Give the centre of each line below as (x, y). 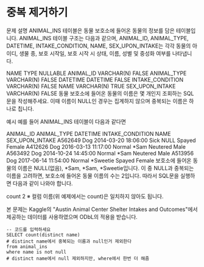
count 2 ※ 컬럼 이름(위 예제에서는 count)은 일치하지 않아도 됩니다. (85, 196)
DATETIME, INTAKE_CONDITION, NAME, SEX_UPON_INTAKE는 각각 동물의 (99, 46)
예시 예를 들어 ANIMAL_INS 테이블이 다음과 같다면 (66, 121)
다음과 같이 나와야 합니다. (43, 183)
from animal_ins (27, 247)
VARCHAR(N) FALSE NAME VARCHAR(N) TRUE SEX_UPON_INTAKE (91, 86)
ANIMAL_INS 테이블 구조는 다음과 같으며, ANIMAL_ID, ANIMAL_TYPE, (104, 38)
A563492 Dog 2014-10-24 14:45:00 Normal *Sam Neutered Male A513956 (100, 153)
